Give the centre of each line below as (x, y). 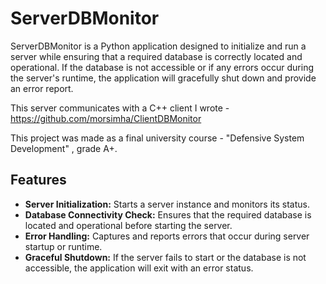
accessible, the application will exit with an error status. (139, 268)
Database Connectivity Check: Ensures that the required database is (168, 214)
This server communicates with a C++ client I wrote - (120, 108)
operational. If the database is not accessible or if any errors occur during (162, 67)
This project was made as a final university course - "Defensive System (157, 138)
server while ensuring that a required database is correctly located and (156, 56)
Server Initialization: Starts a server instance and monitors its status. (167, 204)
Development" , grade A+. (64, 148)
